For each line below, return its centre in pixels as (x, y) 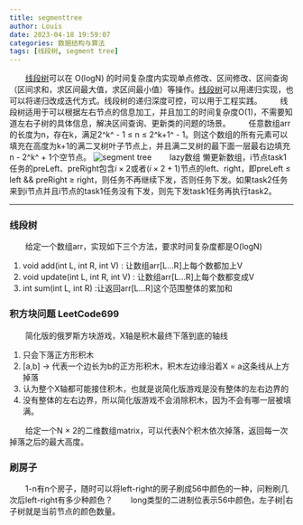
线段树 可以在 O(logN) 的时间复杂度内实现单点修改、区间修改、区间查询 (157, 79)
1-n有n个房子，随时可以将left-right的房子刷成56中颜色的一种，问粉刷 (153, 489)
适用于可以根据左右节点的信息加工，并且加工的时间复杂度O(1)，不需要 (155, 112)
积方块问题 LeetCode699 (64, 314)
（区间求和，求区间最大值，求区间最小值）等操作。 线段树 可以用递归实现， (147, 89)
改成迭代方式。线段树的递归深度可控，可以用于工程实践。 (155, 101)
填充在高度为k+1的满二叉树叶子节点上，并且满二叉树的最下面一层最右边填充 (150, 146)
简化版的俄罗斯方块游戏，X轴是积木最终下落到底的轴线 (127, 335)
